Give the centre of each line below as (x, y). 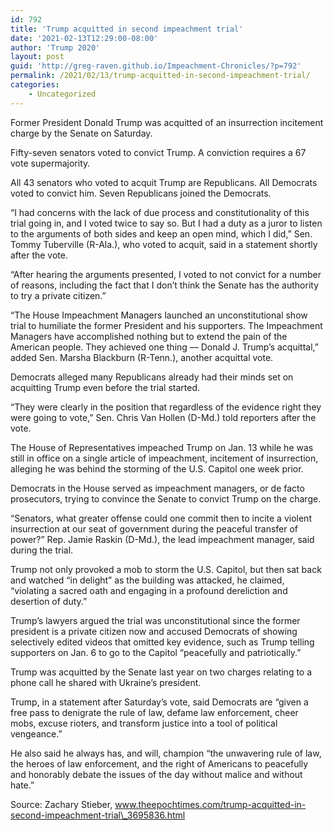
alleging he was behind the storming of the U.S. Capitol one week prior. (157, 468)
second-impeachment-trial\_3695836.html (98, 815)
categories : (35, 85)
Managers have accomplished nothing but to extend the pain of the (149, 336)
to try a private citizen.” (58, 295)
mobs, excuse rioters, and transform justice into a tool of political (144, 723)
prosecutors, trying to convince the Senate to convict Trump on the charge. (166, 498)
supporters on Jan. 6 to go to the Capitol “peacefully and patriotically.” (156, 652)
